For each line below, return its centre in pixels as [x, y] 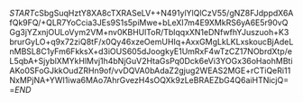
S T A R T [22, 13]
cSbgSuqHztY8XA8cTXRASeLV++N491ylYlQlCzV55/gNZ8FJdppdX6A [164, 13]
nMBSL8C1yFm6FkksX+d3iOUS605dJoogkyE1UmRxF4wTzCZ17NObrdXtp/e [151, 51]
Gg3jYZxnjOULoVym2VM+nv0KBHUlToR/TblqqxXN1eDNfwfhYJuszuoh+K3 [149, 32]
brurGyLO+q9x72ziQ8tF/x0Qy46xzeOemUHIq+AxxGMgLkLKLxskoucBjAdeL [151, 42]
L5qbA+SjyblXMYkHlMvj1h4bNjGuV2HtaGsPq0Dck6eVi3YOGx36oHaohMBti [151, 61]
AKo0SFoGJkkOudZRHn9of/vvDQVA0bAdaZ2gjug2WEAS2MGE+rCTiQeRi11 [150, 70]
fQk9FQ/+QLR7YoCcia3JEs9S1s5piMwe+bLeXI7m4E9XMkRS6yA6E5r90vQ [149, 23]
